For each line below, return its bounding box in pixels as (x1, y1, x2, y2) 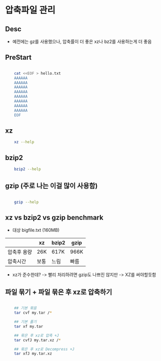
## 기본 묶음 (14, 306, 37, 311)
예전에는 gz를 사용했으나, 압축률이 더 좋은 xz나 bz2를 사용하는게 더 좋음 (12, 38, 152, 44)
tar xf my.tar (14, 324, 43, 329)
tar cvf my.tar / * (14, 310, 52, 316)
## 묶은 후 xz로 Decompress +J (14, 347, 75, 352)
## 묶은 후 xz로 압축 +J (14, 333, 60, 338)
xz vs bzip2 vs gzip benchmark (5, 213, 103, 222)
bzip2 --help (14, 167, 41, 172)
